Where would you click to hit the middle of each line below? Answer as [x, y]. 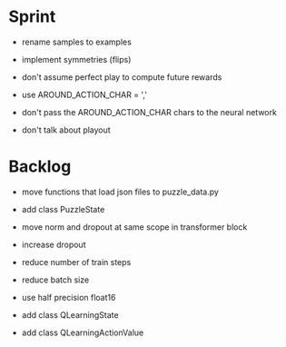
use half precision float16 [69, 297]
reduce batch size [55, 280]
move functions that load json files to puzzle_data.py [120, 192]
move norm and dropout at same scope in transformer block [134, 227]
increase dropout [54, 244]
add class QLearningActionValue [83, 332]
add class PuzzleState [63, 209]
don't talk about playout [66, 130]
